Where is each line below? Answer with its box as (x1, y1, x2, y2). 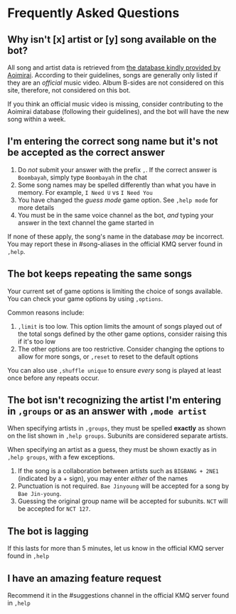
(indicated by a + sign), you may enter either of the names (17, 475, 188, 483)
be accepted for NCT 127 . (17, 504, 91, 513)
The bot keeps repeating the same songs (7, 268, 193, 280)
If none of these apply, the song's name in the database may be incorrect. (7, 232, 225, 240)
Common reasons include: (7, 308, 85, 317)
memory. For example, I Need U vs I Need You (17, 188, 153, 196)
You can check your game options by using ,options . (7, 294, 163, 303)
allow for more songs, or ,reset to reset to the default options (17, 352, 199, 361)
